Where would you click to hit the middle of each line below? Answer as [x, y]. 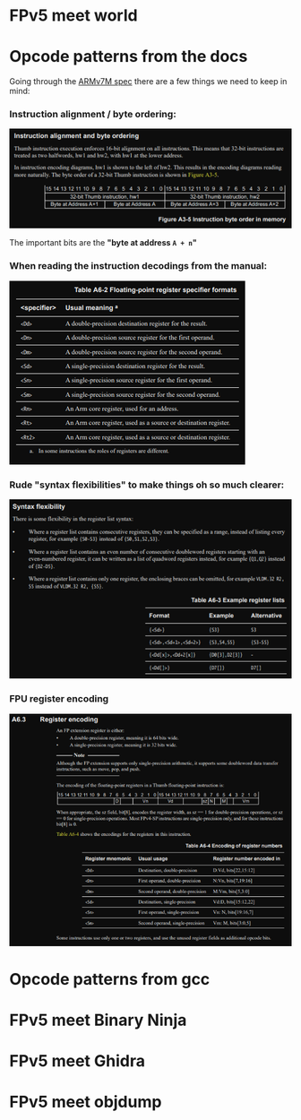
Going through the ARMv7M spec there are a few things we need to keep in [148, 82]
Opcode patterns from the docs [129, 57]
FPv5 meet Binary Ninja [98, 1020]
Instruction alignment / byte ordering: [93, 115]
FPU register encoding [59, 699]
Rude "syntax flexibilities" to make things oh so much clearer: [147, 485]
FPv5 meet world [73, 16]
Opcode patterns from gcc [110, 979]
